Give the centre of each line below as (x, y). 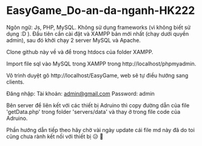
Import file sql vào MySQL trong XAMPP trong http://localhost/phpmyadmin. (101, 64)
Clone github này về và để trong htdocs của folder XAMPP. (80, 51)
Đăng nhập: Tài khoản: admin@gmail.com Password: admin (80, 93)
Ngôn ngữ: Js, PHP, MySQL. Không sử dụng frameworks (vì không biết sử (99, 27)
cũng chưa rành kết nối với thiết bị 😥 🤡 (55, 136)
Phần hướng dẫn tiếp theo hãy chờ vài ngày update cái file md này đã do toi (101, 130)
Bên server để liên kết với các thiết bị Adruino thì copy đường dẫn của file (98, 105)
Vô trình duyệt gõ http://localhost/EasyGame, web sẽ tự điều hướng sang (97, 75)
